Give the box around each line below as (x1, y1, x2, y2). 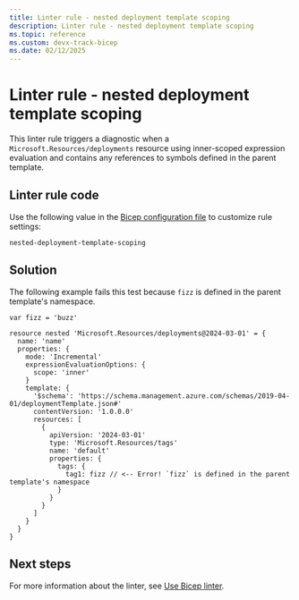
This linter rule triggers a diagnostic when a (9, 133, 170, 144)
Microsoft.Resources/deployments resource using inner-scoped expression (9, 143, 286, 154)
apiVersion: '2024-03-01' (48, 430, 146, 439)
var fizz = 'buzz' (9, 313, 78, 322)
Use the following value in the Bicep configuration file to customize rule (9, 211, 273, 222)
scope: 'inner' (32, 368, 90, 376)
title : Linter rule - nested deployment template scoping (9, 13, 230, 22)
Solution (9, 263, 57, 278)
